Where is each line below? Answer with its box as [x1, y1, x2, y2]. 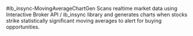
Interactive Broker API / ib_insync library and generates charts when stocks [6, 11, 188, 18]
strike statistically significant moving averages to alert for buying [6, 17, 162, 24]
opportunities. [6, 23, 40, 30]
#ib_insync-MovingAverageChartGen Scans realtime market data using [6, 5, 177, 12]
